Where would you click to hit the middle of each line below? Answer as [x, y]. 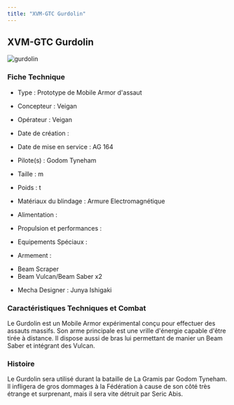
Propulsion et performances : [60, 228]
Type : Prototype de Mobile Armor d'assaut [80, 92]
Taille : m [30, 174]
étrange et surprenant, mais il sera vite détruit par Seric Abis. [95, 394]
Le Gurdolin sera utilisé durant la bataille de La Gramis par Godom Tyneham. [117, 379]
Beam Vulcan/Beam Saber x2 [60, 276]
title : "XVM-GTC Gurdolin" [47, 14]
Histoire [21, 364]
